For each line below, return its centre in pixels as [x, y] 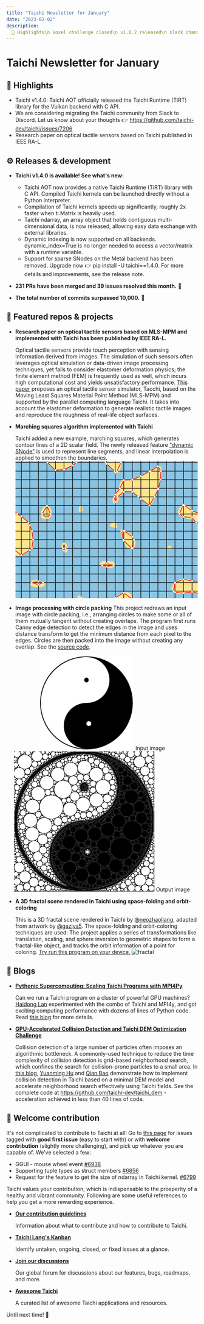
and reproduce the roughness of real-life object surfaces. [87, 415]
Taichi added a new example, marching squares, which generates [97, 438]
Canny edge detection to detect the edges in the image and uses [96, 627]
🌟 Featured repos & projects [60, 317]
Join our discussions [42, 1261]
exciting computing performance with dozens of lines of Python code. [102, 1010]
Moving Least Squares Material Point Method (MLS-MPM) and [93, 395]
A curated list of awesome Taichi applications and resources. [91, 1303]
